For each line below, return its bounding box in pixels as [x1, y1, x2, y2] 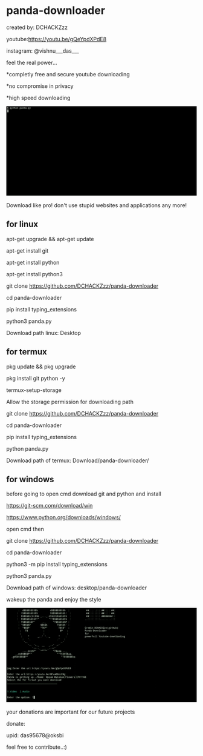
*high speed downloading [6, 94, 71, 101]
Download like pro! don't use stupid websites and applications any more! [6, 201, 187, 209]
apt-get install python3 [6, 270, 63, 277]
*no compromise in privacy [6, 82, 74, 90]
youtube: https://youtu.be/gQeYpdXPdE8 [6, 35, 107, 42]
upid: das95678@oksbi [6, 731, 64, 739]
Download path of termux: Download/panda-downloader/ [6, 457, 149, 464]
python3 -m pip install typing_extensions [6, 561, 108, 568]
